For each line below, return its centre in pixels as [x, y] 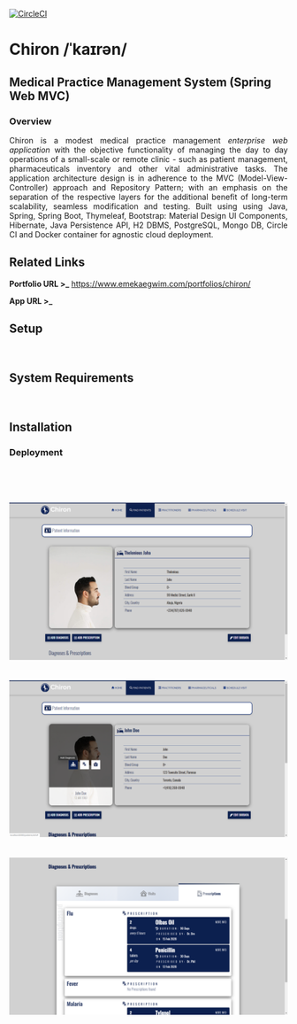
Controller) [29, 187]
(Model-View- [263, 178]
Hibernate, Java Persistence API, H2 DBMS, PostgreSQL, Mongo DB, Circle [148, 225]
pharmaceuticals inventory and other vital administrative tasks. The [148, 168]
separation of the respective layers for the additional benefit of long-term [148, 197]
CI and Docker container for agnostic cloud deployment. [111, 234]
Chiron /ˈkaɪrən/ [68, 50]
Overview [30, 121]
